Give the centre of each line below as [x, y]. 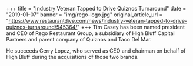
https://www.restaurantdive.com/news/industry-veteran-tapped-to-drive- [98, 21]
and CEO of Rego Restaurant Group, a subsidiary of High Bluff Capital [90, 33]
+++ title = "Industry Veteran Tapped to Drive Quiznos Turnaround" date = [96, 8]
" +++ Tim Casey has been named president [131, 27]
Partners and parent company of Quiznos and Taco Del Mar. [79, 39]
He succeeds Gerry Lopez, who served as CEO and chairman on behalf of [96, 51]
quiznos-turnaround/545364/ [42, 27]
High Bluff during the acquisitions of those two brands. [72, 57]
